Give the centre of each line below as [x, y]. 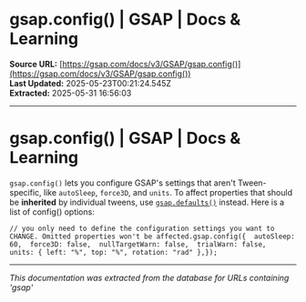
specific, [26, 192]
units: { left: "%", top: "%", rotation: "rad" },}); [114, 252]
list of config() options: [52, 211]
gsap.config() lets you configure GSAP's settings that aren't [122, 183]
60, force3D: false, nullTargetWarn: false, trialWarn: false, [138, 244]
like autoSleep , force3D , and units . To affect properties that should [168, 192]
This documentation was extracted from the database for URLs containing [149, 277]
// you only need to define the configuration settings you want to [142, 228]
